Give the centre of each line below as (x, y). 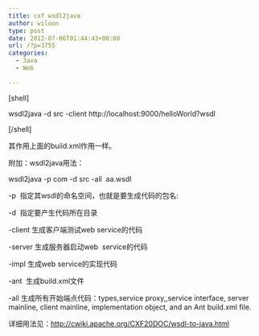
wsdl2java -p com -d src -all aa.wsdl (70, 178)
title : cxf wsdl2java (45, 16)
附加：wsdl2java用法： (46, 162)
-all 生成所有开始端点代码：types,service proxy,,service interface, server (129, 297)
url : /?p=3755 (32, 46)
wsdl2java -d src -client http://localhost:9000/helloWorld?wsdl (112, 113)
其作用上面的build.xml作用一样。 (62, 145)
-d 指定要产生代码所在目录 (53, 212)
